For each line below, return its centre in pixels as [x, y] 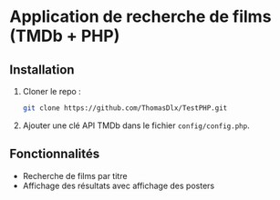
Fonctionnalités [55, 154]
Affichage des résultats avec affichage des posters [119, 185]
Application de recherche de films [140, 17]
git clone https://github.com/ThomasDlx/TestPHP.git [125, 108]
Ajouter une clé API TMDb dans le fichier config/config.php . [136, 125]
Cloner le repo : [52, 91]
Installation [42, 70]
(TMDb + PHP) [65, 36]
